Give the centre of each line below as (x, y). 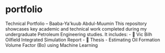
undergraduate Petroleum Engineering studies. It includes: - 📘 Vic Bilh (79, 34)
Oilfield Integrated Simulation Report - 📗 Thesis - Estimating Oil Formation (83, 40)
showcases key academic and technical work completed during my (76, 29)
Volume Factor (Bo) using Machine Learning (52, 45)
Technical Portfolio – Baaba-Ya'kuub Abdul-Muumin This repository (76, 23)
